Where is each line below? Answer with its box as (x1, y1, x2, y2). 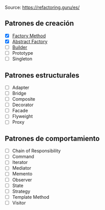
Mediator (12, 165, 32, 171)
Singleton (12, 56, 33, 62)
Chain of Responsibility (12, 148, 61, 154)
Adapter (12, 84, 30, 90)
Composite (12, 96, 36, 102)
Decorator (12, 102, 34, 108)
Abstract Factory (12, 38, 48, 44)
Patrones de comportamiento (5, 134, 100, 143)
